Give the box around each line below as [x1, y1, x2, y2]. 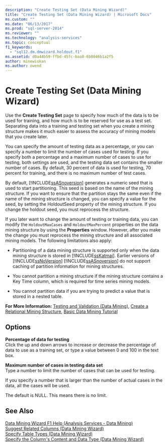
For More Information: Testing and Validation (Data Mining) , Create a [5, 303, 148, 309]
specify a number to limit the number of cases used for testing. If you [5, 149, 149, 155]
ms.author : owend [5, 63, 42, 68]
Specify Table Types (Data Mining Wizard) [5, 430, 93, 437]
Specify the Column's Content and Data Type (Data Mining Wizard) [5, 436, 144, 442]
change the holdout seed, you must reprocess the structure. [5, 206, 130, 212]
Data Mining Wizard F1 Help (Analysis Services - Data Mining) [5, 420, 133, 426]
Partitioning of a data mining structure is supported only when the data [12, 247, 159, 254]
